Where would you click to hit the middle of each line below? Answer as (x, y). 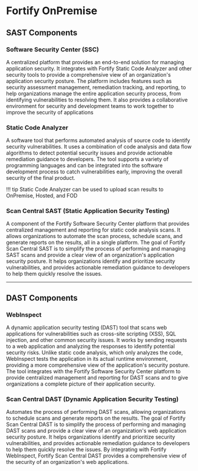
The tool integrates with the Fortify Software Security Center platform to (93, 371)
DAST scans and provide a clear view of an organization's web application (96, 431)
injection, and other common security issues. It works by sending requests (97, 340)
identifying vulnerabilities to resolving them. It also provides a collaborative (97, 100)
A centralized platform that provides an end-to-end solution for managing (95, 62)
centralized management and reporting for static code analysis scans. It (93, 230)
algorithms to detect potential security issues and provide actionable (89, 153)
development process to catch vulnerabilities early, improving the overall (94, 172)
